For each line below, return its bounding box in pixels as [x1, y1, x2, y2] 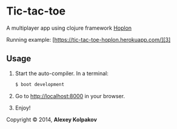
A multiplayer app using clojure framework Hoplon [6, 24, 132, 31]
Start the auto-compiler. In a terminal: [15, 70, 109, 77]
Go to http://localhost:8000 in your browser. [15, 92, 125, 99]
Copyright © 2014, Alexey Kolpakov [6, 116, 97, 123]
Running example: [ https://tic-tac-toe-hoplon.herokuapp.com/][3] [6, 36, 171, 43]
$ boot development [15, 81, 65, 87]
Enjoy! [15, 104, 31, 111]
